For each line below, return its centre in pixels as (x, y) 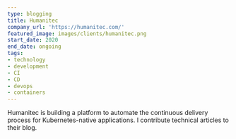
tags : (15, 54)
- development (28, 66)
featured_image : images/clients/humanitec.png (77, 34)
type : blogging (30, 14)
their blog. (22, 128)
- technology (26, 60)
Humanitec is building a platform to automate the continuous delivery (108, 113)
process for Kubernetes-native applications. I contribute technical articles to (118, 120)
